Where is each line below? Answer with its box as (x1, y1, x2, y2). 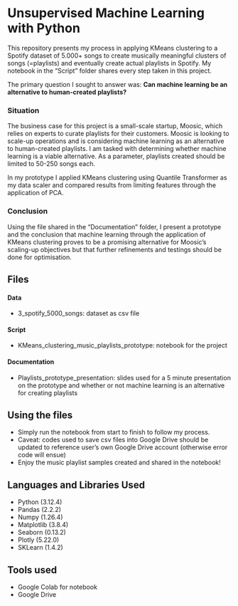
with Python (7, 20, 80, 36)
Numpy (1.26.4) (17, 513, 63, 521)
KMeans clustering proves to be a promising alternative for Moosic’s (7, 237, 207, 246)
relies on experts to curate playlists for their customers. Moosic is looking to (7, 130, 229, 138)
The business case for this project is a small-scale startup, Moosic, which (7, 122, 223, 130)
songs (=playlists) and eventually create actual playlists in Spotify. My (7, 58, 212, 67)
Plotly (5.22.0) (17, 536, 60, 544)
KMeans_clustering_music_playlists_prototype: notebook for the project (17, 341, 227, 350)
